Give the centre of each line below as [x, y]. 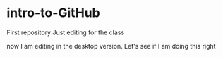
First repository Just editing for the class [66, 32]
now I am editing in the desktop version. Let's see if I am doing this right [111, 46]
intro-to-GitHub [53, 13]
